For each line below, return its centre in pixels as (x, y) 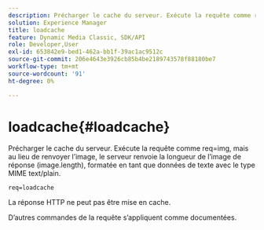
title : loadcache (37, 30)
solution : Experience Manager (58, 23)
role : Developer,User (44, 45)
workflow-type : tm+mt (44, 67)
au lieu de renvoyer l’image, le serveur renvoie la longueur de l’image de (125, 157)
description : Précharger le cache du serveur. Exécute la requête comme (130, 15)
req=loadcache (31, 188)
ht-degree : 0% (31, 81)
